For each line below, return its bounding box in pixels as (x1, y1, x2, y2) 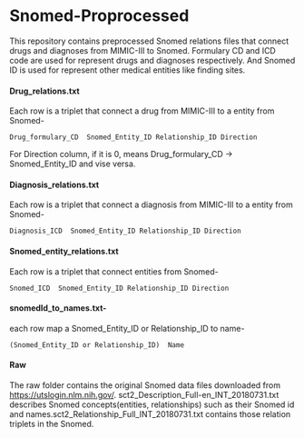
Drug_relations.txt (9, 85, 80, 96)
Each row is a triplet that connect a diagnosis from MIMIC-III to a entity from (9, 199, 293, 210)
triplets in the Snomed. (9, 418, 94, 429)
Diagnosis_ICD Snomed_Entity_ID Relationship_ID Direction (9, 226, 242, 236)
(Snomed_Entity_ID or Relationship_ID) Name (9, 340, 184, 350)
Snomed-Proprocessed (9, 5, 190, 26)
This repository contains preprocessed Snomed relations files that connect (9, 35, 289, 46)
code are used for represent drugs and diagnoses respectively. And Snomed (9, 55, 296, 65)
